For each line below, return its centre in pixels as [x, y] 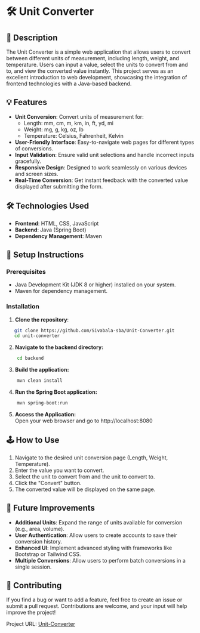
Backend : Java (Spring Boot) [50, 230]
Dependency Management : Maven [59, 236]
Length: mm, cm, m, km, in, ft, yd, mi [68, 123]
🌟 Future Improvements [51, 508]
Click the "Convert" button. [48, 483]
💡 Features [27, 102]
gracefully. [28, 161]
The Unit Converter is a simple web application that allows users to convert [99, 52]
